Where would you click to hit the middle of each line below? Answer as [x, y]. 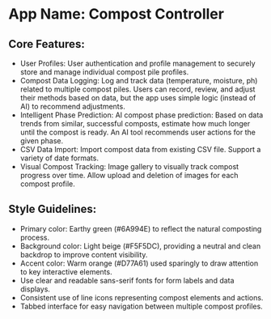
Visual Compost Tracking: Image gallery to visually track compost [129, 166]
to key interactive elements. [66, 271]
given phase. [42, 141]
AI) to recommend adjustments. [72, 106]
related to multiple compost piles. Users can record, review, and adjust [138, 89]
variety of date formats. [59, 158]
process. [35, 237]
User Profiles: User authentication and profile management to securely [138, 63]
